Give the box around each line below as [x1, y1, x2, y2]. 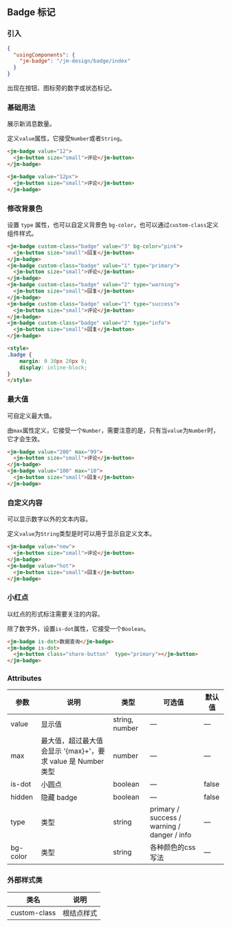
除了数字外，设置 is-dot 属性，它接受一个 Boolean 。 [7, 624, 150, 632]
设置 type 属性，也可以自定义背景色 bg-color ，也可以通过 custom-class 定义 [7, 220, 219, 228]
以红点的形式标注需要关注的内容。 [7, 610, 104, 618]
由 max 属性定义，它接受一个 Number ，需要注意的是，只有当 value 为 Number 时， [7, 426, 220, 434]
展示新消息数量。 [7, 120, 56, 128]
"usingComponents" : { [13, 51, 76, 58]
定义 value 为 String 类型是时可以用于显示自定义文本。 [7, 529, 156, 538]
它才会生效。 [7, 434, 43, 443]
